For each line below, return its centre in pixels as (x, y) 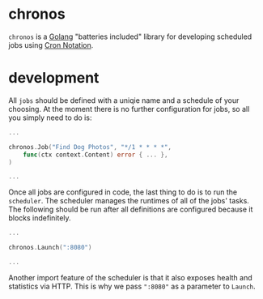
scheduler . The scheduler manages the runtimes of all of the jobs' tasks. (129, 201)
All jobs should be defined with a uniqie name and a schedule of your (124, 100)
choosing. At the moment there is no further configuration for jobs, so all (129, 109)
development (54, 78)
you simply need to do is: (50, 117)
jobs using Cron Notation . (51, 45)
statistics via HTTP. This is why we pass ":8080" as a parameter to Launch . (132, 286)
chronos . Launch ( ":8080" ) (50, 248)
